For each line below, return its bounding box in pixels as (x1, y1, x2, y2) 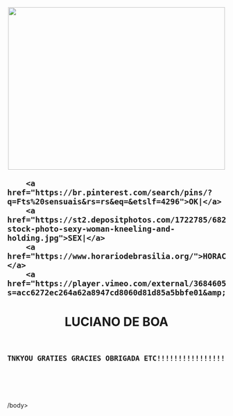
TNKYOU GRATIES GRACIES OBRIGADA (7, 354, 140, 363)
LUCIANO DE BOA (64, 313, 169, 329)
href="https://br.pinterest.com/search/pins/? (7, 188, 213, 198)
